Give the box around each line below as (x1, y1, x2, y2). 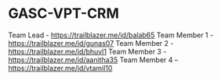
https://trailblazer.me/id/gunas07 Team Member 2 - (8, 38, 174, 47)
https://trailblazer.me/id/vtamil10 (8, 63, 113, 72)
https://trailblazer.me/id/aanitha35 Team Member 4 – (8, 55, 179, 64)
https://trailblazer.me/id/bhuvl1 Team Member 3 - (8, 47, 167, 56)
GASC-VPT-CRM (8, 5, 120, 23)
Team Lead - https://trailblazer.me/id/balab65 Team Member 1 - (8, 30, 214, 40)
